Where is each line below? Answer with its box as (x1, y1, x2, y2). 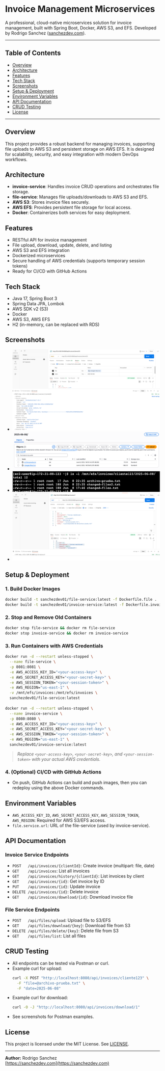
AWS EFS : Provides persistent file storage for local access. (12, 205, 132, 211)
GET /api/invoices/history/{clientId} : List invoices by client (12, 873, 144, 879)
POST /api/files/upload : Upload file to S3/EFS (12, 917, 111, 923)
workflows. (5, 156, 28, 162)
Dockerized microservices (12, 253, 65, 259)
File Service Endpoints (5, 906, 60, 913)
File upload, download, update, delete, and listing (12, 242, 112, 248)
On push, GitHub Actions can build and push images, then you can (12, 779, 147, 786)
